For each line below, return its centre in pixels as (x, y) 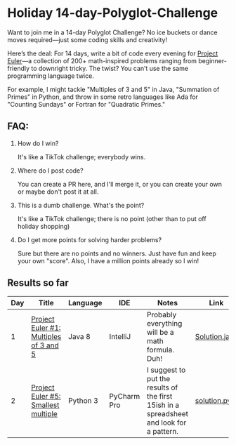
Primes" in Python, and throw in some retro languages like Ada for (103, 97)
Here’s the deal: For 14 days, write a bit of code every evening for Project (113, 53)
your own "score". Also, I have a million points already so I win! (108, 260)
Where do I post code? (50, 171)
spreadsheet (167, 413)
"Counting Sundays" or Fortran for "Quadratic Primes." (86, 104)
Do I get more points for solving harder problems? (90, 239)
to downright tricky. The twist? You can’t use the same (110, 68)
